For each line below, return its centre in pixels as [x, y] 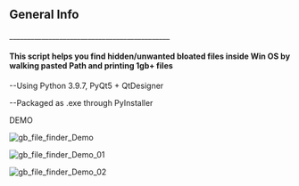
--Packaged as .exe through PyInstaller [81, 103]
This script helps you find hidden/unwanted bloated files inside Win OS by [150, 56]
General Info [44, 15]
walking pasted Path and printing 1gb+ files [91, 66]
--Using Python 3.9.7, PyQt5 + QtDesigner [87, 86]
